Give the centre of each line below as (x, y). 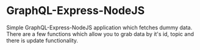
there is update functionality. (42, 40)
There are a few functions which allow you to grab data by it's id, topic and (100, 34)
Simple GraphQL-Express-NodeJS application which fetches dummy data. (99, 27)
